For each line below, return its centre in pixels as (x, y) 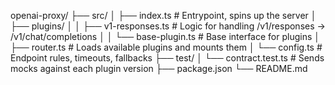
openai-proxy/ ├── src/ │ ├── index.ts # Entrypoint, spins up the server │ (163, 15)
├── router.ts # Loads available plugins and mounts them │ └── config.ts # (166, 47)
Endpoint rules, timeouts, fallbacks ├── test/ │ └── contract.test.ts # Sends (167, 58)
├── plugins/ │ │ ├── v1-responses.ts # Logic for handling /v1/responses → (168, 26)
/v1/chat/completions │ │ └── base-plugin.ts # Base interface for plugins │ (165, 36)
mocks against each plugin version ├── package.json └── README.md (159, 68)
